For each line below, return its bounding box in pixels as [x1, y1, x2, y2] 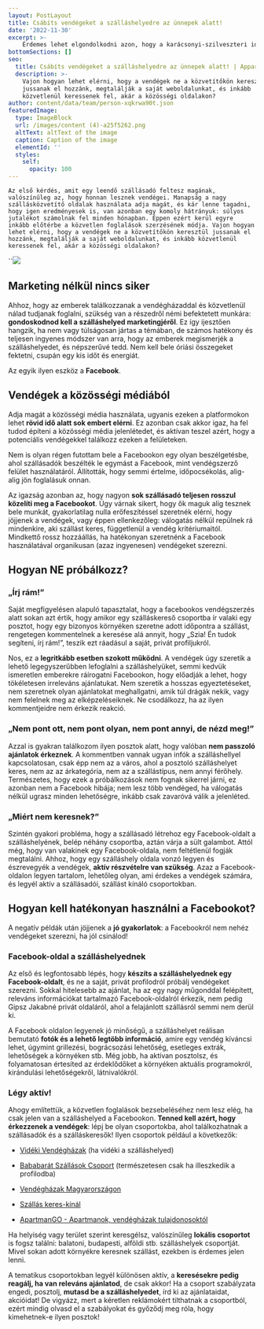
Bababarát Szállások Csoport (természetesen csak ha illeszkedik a [19, 1161, 236, 1170]
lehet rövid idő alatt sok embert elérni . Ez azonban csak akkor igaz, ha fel [8, 418, 249, 428]
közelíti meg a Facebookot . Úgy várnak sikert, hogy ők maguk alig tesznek [8, 498, 251, 508]
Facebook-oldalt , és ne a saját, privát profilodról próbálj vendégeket [8, 977, 229, 987]
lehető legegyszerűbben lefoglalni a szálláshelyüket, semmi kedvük [8, 662, 226, 672]
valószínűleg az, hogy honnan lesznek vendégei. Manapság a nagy [8, 194, 226, 202]
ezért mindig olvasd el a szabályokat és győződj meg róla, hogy [8, 1304, 214, 1313]
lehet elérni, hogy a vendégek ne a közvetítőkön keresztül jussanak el [8, 228, 251, 236]
